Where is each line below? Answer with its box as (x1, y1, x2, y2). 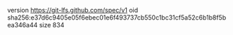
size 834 (39, 21, 65, 29)
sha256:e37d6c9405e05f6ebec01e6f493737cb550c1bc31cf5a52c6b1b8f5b (7, 13, 227, 22)
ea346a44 (7, 21, 38, 29)
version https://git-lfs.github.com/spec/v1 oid (7, 6, 139, 14)
